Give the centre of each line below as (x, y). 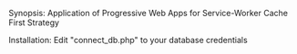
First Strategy (34, 22)
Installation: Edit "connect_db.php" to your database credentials (128, 40)
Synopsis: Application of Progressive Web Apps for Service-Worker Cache (148, 13)
